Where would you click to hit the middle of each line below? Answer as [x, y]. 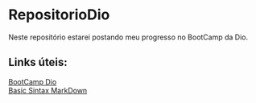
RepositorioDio [59, 15]
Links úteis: [38, 62]
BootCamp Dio [33, 81]
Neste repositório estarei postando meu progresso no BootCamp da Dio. [128, 37]
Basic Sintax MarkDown [48, 90]
